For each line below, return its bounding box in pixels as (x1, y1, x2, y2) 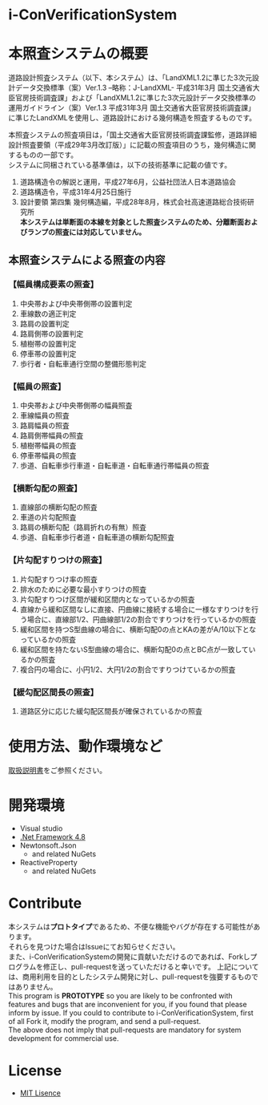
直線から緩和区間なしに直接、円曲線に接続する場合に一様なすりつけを (19, 604, 252, 614)
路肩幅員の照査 (19, 421, 70, 431)
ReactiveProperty (19, 857, 78, 867)
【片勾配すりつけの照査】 (8, 555, 107, 566)
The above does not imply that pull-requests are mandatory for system (8, 1025, 242, 1034)
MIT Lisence (19, 1088, 62, 1098)
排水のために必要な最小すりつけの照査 (19, 584, 146, 594)
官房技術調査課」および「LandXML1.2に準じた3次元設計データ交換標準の (14, 93, 257, 103)
